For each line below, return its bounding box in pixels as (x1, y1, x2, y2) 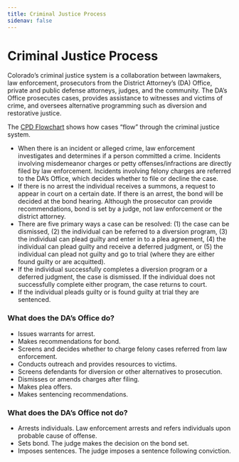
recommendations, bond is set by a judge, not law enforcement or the (17, 204, 223, 214)
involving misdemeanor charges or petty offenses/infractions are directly (17, 159, 232, 168)
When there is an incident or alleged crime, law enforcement (17, 144, 196, 153)
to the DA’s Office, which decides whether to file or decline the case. (17, 174, 218, 183)
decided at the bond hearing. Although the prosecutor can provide (17, 197, 213, 206)
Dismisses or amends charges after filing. (17, 374, 140, 383)
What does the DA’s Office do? (7, 313, 115, 323)
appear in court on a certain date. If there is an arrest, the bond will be (17, 189, 223, 198)
